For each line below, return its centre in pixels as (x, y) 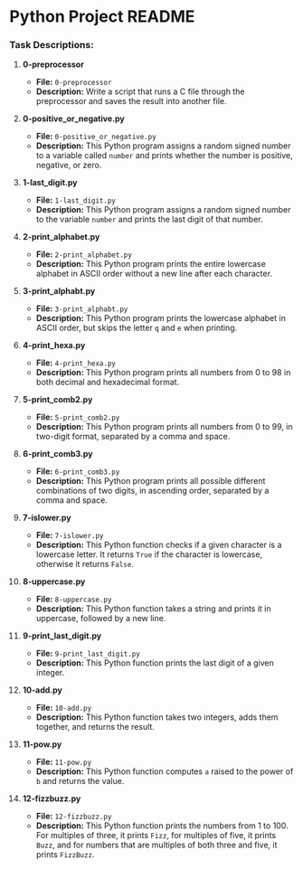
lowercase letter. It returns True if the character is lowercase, (149, 554)
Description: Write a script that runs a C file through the (140, 91)
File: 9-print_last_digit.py (88, 654)
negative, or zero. (69, 165)
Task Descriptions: (52, 45)
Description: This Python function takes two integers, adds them (157, 717)
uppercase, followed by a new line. (101, 619)
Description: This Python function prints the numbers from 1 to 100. (162, 826)
